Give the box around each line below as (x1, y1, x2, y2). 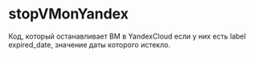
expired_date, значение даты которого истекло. (8, 39, 171, 49)
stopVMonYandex (8, 5, 129, 23)
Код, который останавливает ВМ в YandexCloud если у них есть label (8, 31, 247, 41)
